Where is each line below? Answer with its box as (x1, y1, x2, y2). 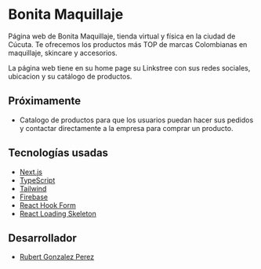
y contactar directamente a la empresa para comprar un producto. (19, 123, 234, 133)
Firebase (19, 192, 49, 202)
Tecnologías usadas (8, 147, 108, 160)
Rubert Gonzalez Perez (19, 253, 95, 262)
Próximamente (8, 94, 82, 107)
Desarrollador (8, 231, 77, 245)
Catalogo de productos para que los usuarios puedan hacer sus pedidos (19, 115, 254, 125)
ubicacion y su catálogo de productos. (8, 71, 132, 81)
